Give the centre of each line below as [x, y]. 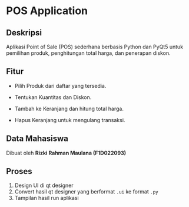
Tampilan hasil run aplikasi [47, 198]
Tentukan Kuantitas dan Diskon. [53, 97]
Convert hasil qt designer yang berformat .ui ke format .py [86, 192]
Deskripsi [24, 33]
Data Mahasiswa [37, 139]
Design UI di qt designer [44, 185]
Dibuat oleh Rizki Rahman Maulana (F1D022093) [66, 153]
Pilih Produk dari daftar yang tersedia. [60, 86]
